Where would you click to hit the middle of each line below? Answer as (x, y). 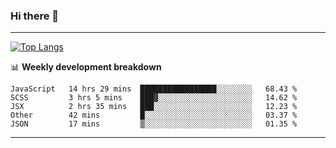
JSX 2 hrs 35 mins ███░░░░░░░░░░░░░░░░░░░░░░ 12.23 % (154, 107)
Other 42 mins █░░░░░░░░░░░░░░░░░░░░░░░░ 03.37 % (154, 115)
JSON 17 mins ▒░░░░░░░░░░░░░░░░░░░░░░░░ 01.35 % (154, 124)
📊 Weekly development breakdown (86, 67)
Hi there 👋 (35, 16)
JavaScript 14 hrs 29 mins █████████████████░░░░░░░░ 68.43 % (154, 89)
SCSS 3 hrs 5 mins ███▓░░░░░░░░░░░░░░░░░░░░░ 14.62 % (154, 98)
